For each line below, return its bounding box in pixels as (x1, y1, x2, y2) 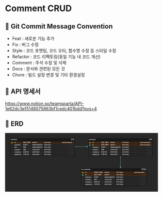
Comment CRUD (5, 3, 72, 14)
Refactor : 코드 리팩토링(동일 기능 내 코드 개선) (12, 54, 101, 60)
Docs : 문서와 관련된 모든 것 (12, 66, 65, 72)
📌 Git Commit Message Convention (5, 22, 113, 30)
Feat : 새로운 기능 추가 (12, 36, 55, 41)
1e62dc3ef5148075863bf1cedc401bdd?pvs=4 (5, 106, 97, 111)
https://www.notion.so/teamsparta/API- (5, 100, 84, 106)
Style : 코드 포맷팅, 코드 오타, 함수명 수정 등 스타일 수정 (12, 48, 116, 53)
